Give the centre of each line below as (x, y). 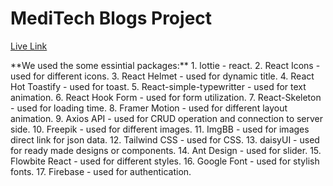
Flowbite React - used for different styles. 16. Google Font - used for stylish (165, 161)
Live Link (29, 46)
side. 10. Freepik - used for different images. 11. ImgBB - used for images (160, 129)
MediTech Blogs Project (111, 18)
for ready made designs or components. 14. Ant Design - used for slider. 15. (166, 150)
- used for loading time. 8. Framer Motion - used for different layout (149, 108)
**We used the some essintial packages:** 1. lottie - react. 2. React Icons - (165, 65)
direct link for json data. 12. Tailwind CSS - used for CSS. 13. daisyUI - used (165, 139)
